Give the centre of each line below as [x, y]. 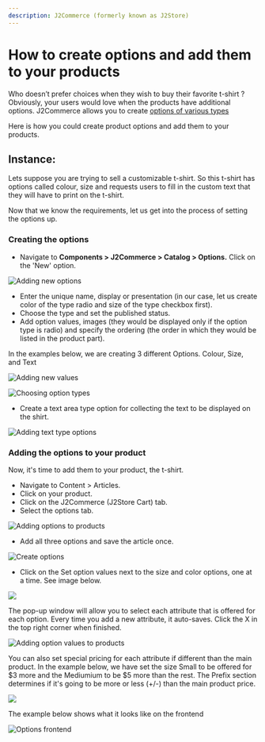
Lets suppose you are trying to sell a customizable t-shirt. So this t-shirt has [132, 179]
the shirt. [34, 417]
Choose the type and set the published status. [95, 313]
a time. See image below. [61, 580]
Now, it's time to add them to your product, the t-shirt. [96, 470]
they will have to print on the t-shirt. [66, 195]
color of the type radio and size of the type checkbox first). [116, 304]
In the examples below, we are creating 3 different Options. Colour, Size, [126, 353]
